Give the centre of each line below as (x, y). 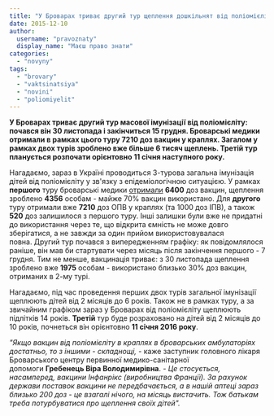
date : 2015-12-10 (39, 24)
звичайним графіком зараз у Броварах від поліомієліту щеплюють (125, 309)
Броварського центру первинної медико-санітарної (99, 360)
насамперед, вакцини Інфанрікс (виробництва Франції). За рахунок (128, 377)
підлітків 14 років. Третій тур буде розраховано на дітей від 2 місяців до (135, 318)
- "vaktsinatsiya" (48, 84)
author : (22, 31)
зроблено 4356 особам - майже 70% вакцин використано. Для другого (135, 199)
